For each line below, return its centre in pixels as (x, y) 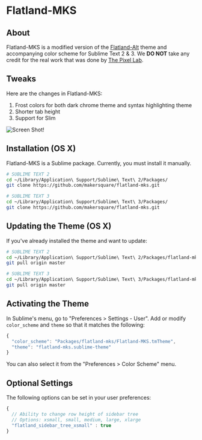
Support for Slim (35, 118)
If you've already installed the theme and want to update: (77, 240)
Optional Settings (40, 383)
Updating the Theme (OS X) (59, 226)
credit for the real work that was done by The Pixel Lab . (75, 60)
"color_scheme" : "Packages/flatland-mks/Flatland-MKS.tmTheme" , (94, 341)
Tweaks (21, 79)
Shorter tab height (38, 112)
